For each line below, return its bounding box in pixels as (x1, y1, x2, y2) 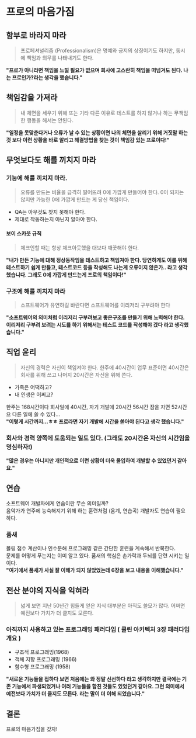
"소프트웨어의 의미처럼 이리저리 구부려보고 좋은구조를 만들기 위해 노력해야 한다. (6, 314, 185, 321)
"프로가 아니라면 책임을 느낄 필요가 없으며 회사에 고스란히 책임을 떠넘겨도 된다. (6, 67, 183, 74)
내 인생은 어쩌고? (14, 391, 54, 398)
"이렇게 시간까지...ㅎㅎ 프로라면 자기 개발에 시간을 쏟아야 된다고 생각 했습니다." (6, 418, 184, 425)
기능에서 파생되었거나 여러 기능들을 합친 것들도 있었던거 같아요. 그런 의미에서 (12, 683, 185, 690)
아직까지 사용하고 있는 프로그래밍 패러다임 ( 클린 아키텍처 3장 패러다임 (6, 625, 190, 633)
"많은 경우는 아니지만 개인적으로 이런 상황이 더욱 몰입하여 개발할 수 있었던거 (6, 457, 176, 465)
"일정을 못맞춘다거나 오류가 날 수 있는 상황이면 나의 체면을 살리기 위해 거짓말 (6, 129, 178, 136)
